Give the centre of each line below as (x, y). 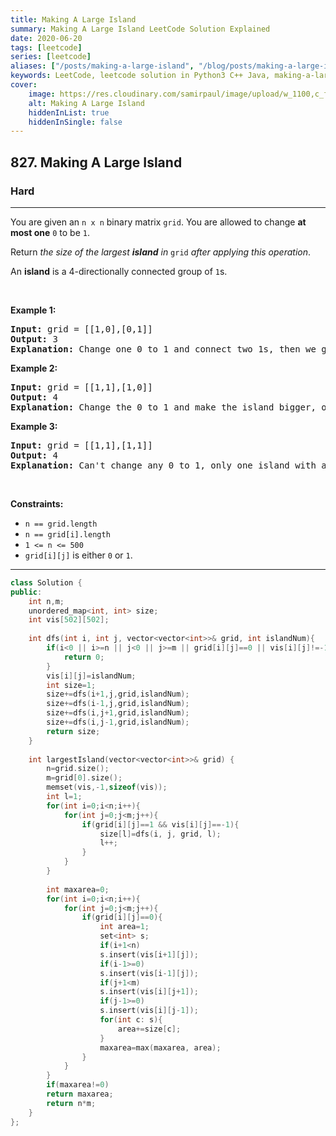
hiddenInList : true (69, 112)
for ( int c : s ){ (131, 1020)
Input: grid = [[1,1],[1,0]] (81, 387)
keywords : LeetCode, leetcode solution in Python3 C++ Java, (140, 76)
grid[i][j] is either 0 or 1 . (78, 555)
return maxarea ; (80, 1094)
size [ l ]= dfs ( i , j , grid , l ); (160, 834)
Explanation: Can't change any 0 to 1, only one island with (163, 465)
